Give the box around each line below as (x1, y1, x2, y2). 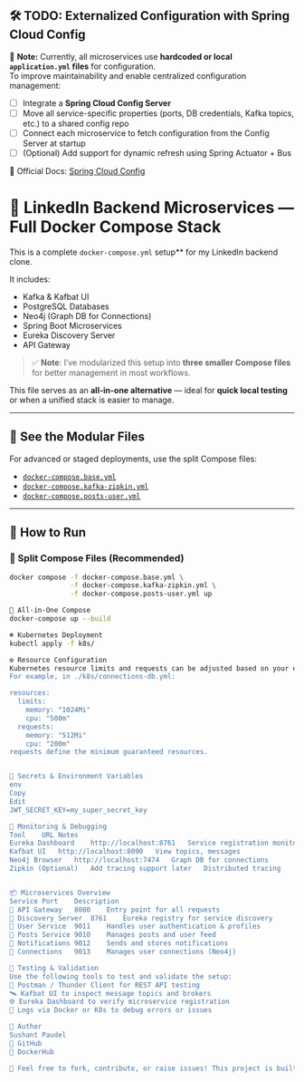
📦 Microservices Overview (9, 888, 110, 897)
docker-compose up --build (9, 614, 111, 623)
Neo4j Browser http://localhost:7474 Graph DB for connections (9, 855, 270, 865)
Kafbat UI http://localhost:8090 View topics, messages (9, 847, 242, 856)
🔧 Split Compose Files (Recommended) (9, 552, 185, 565)
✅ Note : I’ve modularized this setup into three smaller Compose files (31, 357, 291, 368)
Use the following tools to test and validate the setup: (9, 971, 233, 981)
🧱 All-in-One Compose (9, 606, 91, 615)
